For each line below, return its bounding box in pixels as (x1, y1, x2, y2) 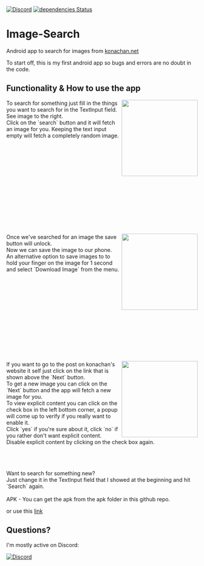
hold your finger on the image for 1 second (6, 259, 113, 267)
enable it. (6, 418, 30, 426)
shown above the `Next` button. (6, 373, 86, 381)
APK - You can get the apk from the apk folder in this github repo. (6, 495, 171, 503)
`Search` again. (6, 482, 44, 490)
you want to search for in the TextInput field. (6, 106, 117, 113)
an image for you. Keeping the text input (6, 125, 107, 132)
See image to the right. (6, 112, 64, 120)
